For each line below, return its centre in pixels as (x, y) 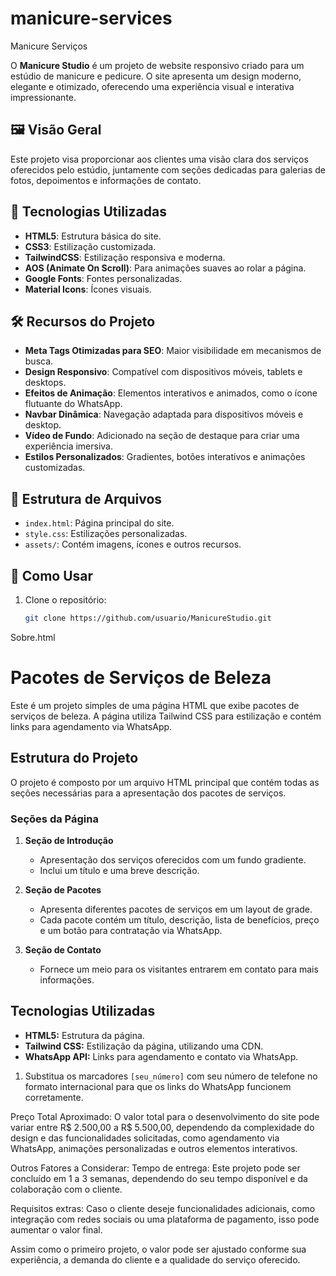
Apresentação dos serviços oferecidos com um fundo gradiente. (173, 859)
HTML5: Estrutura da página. (84, 1035)
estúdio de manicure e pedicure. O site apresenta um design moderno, (156, 76)
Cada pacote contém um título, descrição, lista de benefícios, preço (179, 919)
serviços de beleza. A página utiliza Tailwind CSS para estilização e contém (166, 716)
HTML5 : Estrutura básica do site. (93, 236)
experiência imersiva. (69, 446)
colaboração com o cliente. (66, 1189)
